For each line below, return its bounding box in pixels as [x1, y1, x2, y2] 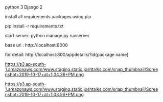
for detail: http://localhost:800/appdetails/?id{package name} [5, 51, 129, 57]
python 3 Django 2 [5, 4, 43, 10]
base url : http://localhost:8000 [5, 42, 68, 48]
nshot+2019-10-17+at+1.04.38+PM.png [5, 72, 84, 77]
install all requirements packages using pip [5, 14, 92, 19]
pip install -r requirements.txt [5, 23, 64, 29]
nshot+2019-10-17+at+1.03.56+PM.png [5, 92, 84, 97]
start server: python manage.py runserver [5, 33, 90, 38]
